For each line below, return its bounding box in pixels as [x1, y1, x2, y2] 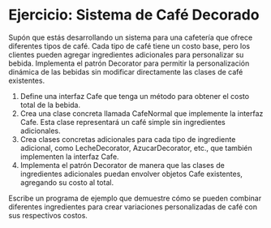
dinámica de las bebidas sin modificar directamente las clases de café [8, 67, 243, 76]
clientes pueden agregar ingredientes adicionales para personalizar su [8, 49, 244, 59]
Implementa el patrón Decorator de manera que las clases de [19, 160, 225, 170]
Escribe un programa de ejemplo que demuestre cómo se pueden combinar [8, 193, 262, 203]
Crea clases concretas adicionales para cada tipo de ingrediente [19, 134, 236, 144]
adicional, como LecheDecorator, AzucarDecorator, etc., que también [19, 143, 253, 153]
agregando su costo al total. [19, 177, 114, 187]
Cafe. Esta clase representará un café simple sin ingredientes [19, 117, 226, 127]
